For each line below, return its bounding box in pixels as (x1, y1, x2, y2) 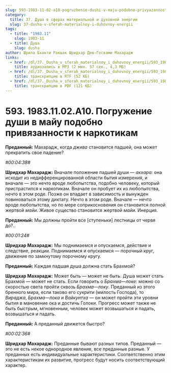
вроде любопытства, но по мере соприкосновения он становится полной (5, 202, 166, 208)
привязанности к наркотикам (5, 127, 138, 138)
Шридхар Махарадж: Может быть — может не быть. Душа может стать (5, 272, 164, 279)
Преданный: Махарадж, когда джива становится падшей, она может (5, 144, 157, 150)
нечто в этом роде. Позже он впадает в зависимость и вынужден (5, 191, 149, 197)
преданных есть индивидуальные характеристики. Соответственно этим (5, 351, 165, 357)
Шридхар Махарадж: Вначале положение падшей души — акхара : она (5, 169, 162, 175)
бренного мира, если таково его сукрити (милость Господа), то (5, 289, 144, 295)
